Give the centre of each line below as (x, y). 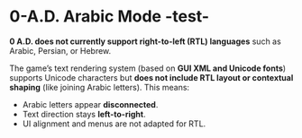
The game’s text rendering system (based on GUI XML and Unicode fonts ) (148, 68)
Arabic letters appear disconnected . (90, 104)
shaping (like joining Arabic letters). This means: (100, 87)
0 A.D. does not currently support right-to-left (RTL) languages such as (145, 41)
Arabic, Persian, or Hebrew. (60, 50)
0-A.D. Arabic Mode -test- (110, 17)
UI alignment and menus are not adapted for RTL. (114, 124)
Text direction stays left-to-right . (84, 114)
